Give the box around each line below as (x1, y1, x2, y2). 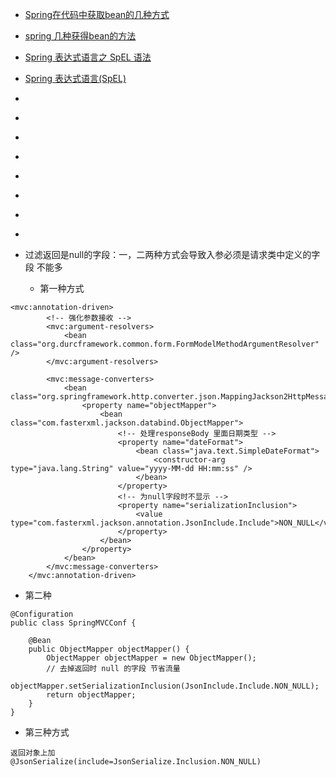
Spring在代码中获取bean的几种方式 (24, 9, 170, 20)
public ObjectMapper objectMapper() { (28, 644, 190, 654)
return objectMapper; (46, 690, 137, 700)
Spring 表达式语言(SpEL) (24, 73, 127, 84)
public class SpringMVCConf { (10, 618, 137, 628)
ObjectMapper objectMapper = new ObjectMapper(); (46, 653, 257, 663)
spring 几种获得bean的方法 (24, 30, 137, 42)
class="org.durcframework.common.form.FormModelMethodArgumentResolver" (10, 339, 320, 349)
